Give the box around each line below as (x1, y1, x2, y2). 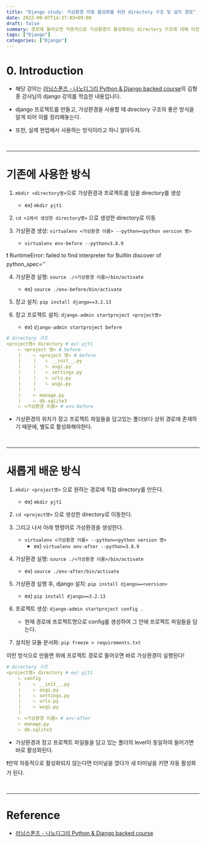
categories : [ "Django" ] (6, 37, 67, 44)
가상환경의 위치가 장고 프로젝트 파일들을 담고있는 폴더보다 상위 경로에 (15, 415, 181, 423)
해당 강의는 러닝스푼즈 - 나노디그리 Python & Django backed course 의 (15, 85, 186, 92)
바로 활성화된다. (15, 746, 53, 753)
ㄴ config (17, 675, 41, 681)
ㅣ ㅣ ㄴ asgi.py (17, 364, 72, 370)
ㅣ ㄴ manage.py (17, 392, 64, 399)
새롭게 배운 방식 (6, 464, 81, 478)
